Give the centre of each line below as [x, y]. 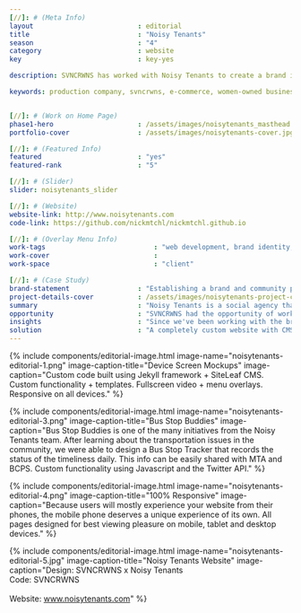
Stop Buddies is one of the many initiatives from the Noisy [168, 430]
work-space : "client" [102, 264]
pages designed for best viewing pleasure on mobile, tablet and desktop [143, 524]
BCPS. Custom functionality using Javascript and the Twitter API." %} [138, 469]
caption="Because [44, 505]
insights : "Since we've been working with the [146, 322]
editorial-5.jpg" [37, 560]
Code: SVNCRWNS [45, 579]
